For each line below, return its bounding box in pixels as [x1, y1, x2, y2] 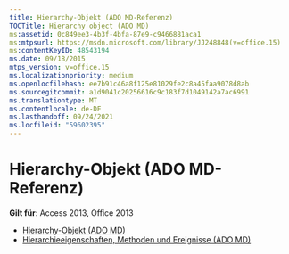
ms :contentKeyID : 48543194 [9, 46, 110, 55]
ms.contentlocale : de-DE [9, 104, 102, 113]
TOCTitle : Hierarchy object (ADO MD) [9, 21, 150, 30]
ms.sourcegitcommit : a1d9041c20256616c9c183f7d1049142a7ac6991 [9, 87, 250, 96]
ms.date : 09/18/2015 [9, 54, 87, 63]
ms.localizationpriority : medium [9, 71, 134, 80]
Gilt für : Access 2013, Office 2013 [9, 207, 134, 218]
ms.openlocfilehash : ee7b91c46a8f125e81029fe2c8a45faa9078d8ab [9, 79, 250, 88]
